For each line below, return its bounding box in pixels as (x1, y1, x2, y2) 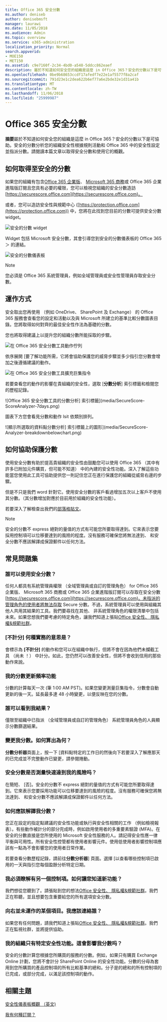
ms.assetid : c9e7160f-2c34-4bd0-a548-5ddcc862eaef (5, 63, 112, 68)
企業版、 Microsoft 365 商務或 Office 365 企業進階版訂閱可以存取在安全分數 (5, 589, 161, 595)
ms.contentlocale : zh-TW (5, 86, 57, 91)
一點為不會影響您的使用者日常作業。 (13, 845, 88, 851)
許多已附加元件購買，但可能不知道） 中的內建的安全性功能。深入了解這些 (5, 466, 155, 472)
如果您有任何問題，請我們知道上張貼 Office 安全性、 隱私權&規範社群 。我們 (5, 920, 158, 926)
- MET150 (5, 58, 23, 63)
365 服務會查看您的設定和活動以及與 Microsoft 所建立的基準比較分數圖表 (5, 315, 154, 321)
